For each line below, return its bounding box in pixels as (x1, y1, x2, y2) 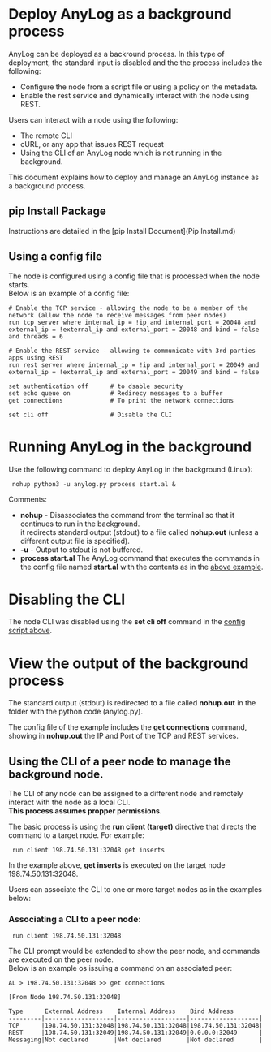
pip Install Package (8, 205, 107, 218)
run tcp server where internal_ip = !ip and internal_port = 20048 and (8, 318, 256, 326)
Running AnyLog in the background (8, 438, 252, 455)
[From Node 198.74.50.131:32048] (8, 994, 122, 1002)
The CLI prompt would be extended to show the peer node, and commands (8, 946, 260, 956)
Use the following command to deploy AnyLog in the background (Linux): (8, 464, 253, 474)
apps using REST (8, 354, 63, 362)
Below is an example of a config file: (8, 288, 130, 298)
